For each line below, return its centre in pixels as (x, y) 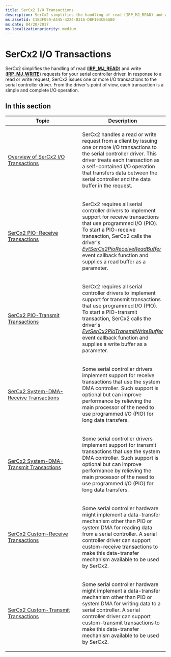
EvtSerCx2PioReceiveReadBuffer (122, 248)
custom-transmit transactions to (121, 623)
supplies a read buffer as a (114, 261)
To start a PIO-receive (109, 230)
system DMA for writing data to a (122, 603)
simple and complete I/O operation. (42, 90)
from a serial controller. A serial (119, 534)
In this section (28, 106)
